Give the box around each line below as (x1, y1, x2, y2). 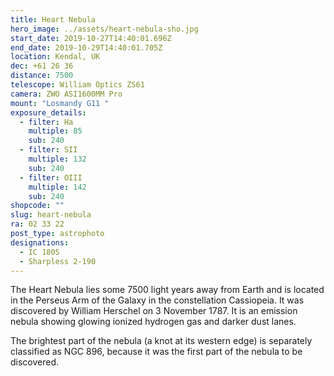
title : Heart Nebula (10, 14, 97, 25)
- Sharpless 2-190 (19, 256, 97, 266)
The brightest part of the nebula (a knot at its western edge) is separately (10, 335, 313, 347)
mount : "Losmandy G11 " (10, 98, 110, 108)
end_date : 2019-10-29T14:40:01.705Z (10, 42, 163, 53)
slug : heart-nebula (10, 210, 92, 220)
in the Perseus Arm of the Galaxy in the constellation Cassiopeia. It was (10, 294, 305, 306)
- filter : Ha (19, 117, 74, 127)
